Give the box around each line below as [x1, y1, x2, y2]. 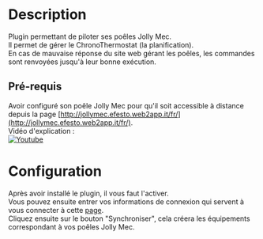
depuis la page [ [8, 109, 61, 119]
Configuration [8, 162, 103, 180]
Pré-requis [8, 80, 62, 93]
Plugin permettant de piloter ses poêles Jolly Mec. [8, 32, 172, 41]
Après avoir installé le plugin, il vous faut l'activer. [8, 188, 169, 198]
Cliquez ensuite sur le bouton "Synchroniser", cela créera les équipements [8, 214, 250, 223]
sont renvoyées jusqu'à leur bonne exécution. [8, 57, 156, 66]
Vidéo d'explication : [8, 126, 75, 135]
